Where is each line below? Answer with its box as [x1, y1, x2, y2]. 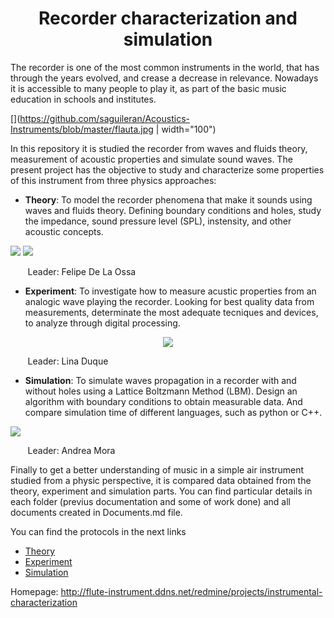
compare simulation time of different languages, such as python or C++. [24, 406, 323, 418]
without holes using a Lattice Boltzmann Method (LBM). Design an [24, 385, 298, 397]
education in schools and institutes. [10, 93, 157, 105]
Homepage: [10, 585, 59, 597]
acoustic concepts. [24, 225, 104, 237]
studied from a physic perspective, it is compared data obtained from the [10, 474, 312, 486]
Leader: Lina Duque [27, 355, 109, 367]
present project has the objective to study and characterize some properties [10, 163, 325, 176]
